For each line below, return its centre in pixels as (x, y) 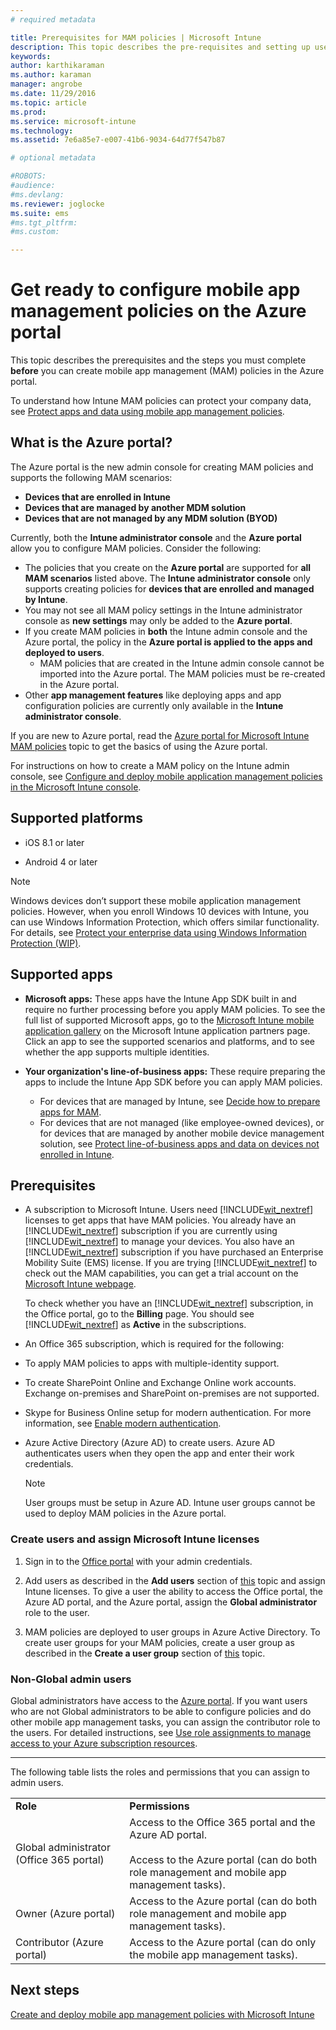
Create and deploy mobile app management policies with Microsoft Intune (162, 2014)
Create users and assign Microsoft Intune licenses (135, 1539)
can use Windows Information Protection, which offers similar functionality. (165, 922)
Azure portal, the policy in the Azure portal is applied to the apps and (168, 642)
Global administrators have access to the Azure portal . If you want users (159, 1700)
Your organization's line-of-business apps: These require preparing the (175, 1071)
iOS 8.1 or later (54, 842)
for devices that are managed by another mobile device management (182, 1133)
